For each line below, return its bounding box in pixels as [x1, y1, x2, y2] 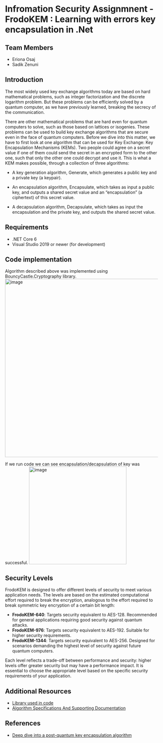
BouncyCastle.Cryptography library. [5, 274, 77, 279]
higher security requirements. [12, 632, 72, 638]
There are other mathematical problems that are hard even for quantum [5, 118, 147, 125]
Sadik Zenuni [12, 62, 39, 67]
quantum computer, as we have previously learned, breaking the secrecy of [5, 104, 156, 110]
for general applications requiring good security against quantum [12, 617, 142, 623]
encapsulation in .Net [5, 24, 94, 35]
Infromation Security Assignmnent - [5, 3, 154, 15]
